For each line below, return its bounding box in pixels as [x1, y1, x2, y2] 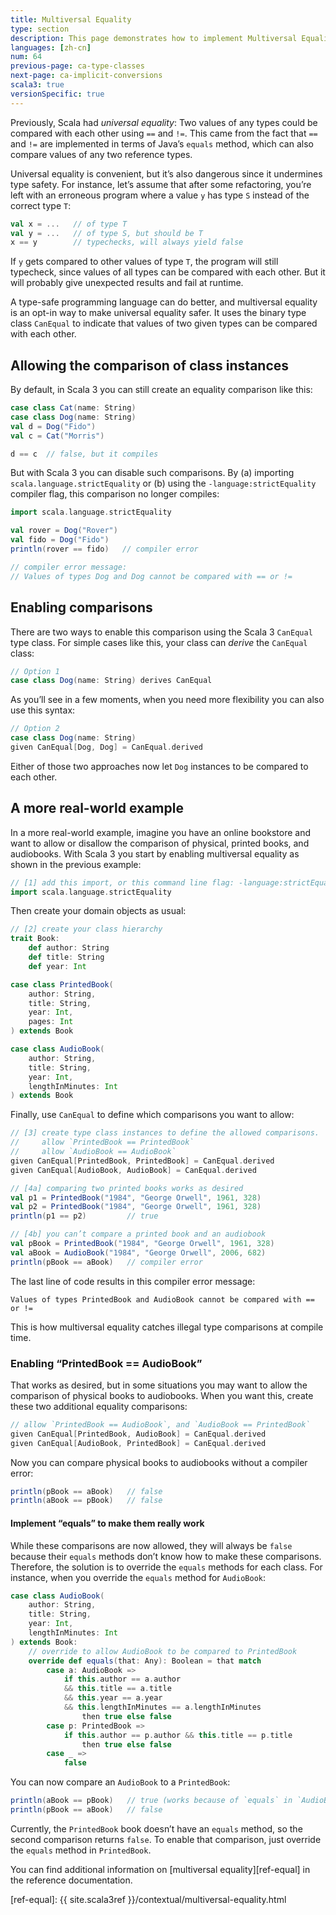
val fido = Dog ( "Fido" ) [10, 535, 110, 545]
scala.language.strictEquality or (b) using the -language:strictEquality [10, 477, 317, 490]
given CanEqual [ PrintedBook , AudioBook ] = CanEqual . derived [10, 1429, 267, 1439]
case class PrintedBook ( [10, 979, 114, 990]
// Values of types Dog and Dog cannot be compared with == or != [10, 571, 293, 581]
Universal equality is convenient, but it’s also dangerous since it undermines [10, 167, 323, 180]
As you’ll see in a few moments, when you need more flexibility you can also [10, 694, 325, 706]
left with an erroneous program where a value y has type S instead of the [10, 189, 310, 201]
